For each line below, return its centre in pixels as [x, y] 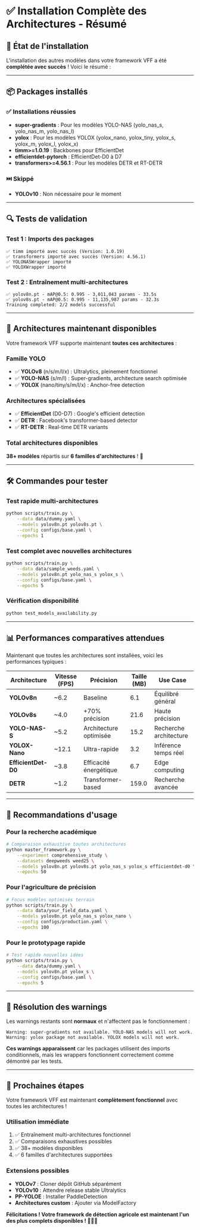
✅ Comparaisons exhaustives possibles [63, 1142]
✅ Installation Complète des [76, 11]
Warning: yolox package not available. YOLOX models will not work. [93, 1038]
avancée [166, 787]
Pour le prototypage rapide [46, 942]
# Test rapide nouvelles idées [45, 955]
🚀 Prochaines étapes [45, 1085]
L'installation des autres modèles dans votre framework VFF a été [86, 60]
